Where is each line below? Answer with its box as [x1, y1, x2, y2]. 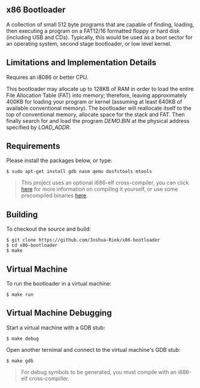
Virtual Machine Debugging [6, 308, 112, 318]
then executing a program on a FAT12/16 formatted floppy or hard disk [6, 27, 180, 34]
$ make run [6, 292, 34, 298]
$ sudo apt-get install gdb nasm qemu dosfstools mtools [6, 169, 152, 175]
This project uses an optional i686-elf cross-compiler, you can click [20, 179, 189, 186]
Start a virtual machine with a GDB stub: [6, 324, 105, 331]
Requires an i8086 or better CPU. [6, 74, 89, 81]
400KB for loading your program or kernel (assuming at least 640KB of [6, 98, 183, 105]
